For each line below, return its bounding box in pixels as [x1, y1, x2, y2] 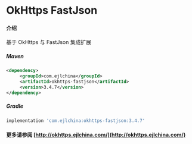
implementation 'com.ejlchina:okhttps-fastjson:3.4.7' [6, 117, 145, 124]
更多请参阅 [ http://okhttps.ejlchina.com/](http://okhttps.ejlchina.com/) [6, 132, 186, 139]
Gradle [6, 102, 24, 110]
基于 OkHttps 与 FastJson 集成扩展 [6, 39, 91, 46]
